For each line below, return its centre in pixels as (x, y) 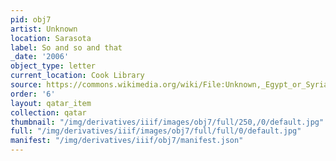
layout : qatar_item (51, 103)
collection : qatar (48, 112)
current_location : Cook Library (77, 76)
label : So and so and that (66, 47)
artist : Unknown (44, 29)
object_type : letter (53, 66)
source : (26, 85)
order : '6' (33, 94)
